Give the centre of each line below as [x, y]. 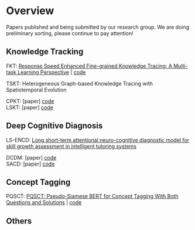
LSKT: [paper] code [30, 107]
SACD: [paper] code [30, 164]
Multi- [181, 66]
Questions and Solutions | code [44, 202]
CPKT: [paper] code [30, 101]
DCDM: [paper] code [31, 157]
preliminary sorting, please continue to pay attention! [70, 33]
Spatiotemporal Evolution [36, 90]
